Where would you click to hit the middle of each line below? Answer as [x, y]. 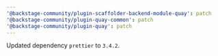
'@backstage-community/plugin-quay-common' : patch [80, 20]
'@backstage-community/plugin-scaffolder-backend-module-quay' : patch [109, 13]
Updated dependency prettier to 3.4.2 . [63, 46]
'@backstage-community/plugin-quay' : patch [69, 26]
